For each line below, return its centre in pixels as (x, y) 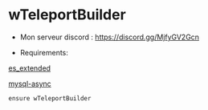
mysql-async (30, 84)
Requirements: (44, 52)
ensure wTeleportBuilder (50, 98)
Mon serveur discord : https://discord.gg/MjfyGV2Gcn (109, 37)
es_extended (29, 68)
